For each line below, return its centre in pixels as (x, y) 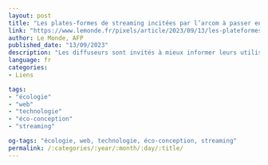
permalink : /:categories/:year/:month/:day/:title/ (96, 148)
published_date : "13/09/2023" (59, 45)
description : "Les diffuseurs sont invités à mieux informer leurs (123, 53)
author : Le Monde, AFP (46, 38)
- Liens (21, 75)
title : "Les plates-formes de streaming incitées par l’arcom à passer (130, 23)
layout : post (30, 16)
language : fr (30, 61)
